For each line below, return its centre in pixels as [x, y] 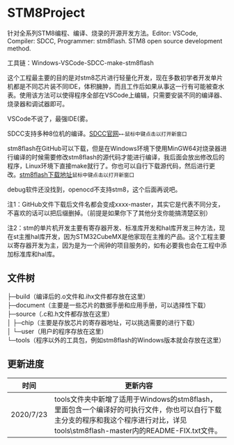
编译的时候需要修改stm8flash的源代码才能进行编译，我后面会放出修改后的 [119, 157]
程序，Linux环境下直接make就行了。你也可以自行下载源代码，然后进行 [108, 166]
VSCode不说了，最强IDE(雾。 [49, 118]
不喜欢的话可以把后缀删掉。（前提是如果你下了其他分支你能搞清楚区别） [109, 213]
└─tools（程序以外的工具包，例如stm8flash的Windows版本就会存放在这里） [116, 340]
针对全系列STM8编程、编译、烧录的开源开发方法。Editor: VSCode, [103, 33]
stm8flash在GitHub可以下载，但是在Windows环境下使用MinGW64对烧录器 [114, 148]
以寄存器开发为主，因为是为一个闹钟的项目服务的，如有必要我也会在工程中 [114, 245]
